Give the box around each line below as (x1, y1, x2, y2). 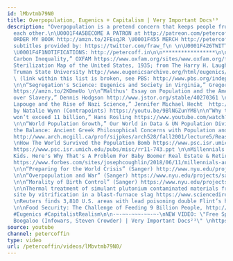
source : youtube (7, 223, 54, 230)
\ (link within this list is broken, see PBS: (13, 74, 150, 82)
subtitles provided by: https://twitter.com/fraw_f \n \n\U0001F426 (13, 42, 213, 49)
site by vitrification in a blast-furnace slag (13, 191, 154, 198)
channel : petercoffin (7, 230, 70, 237)
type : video (7, 237, 42, 244)
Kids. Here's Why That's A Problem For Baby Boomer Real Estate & (13, 152, 209, 160)
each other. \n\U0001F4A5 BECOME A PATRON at (13, 29, 141, 37)
